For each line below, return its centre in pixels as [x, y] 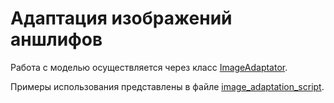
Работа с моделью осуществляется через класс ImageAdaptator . [149, 67]
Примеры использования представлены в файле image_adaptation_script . [167, 86]
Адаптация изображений [121, 18]
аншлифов [56, 39]
